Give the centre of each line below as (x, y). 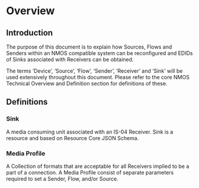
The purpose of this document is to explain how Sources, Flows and (89, 47)
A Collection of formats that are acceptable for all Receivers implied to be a (98, 166)
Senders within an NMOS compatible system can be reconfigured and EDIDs (99, 53)
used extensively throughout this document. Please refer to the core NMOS (98, 77)
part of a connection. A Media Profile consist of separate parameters (90, 172)
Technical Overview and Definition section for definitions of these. (87, 83)
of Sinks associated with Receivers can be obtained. (70, 59)
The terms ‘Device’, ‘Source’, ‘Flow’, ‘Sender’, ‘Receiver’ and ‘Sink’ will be (94, 71)
